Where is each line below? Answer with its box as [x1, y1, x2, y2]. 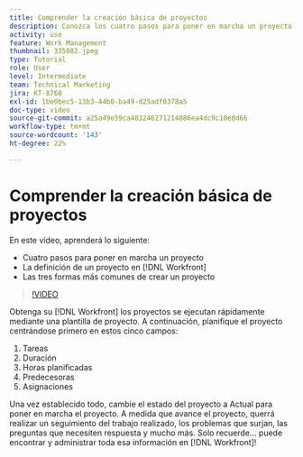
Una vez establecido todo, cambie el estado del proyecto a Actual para [9, 398, 273, 409]
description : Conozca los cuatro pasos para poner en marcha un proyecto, [9, 22, 297, 31]
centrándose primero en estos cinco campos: [9, 325, 179, 336]
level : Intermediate [9, 72, 87, 81]
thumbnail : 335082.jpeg [9, 47, 99, 56]
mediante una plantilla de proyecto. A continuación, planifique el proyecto [9, 315, 283, 326]
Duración [22, 352, 57, 363]
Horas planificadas [22, 361, 93, 372]
